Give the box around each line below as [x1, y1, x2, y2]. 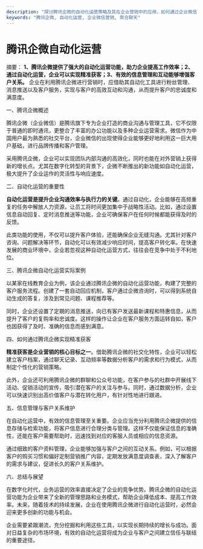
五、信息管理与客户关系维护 [6, 404, 76, 412]
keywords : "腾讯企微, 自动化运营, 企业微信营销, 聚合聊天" [6, 15, 141, 21]
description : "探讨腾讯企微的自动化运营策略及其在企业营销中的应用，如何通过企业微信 [6, 8, 198, 15]
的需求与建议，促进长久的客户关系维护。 [6, 460, 107, 467]
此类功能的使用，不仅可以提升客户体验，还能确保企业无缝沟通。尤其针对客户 [6, 231, 197, 239]
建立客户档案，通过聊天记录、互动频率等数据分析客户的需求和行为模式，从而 [6, 356, 197, 363]
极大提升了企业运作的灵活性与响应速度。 [6, 170, 107, 177]
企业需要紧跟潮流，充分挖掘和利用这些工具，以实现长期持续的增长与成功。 [6, 521, 192, 529]
